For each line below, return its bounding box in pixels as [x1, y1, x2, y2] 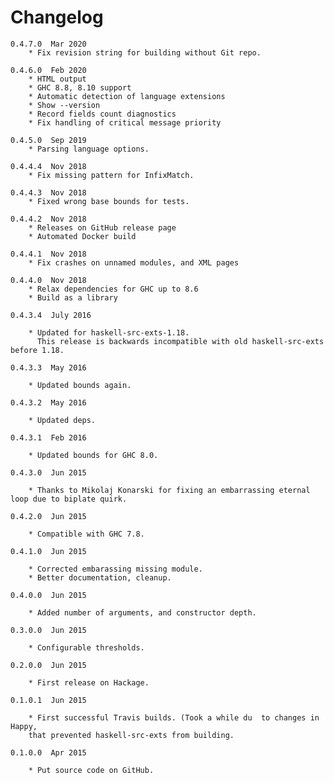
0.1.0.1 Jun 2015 [10, 695, 87, 705]
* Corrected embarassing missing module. [28, 564, 203, 574]
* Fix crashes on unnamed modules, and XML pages [28, 257, 240, 268]
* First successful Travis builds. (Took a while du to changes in [28, 712, 320, 723]
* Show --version [28, 100, 101, 110]
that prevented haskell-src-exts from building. [28, 730, 235, 740]
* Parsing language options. [28, 144, 150, 154]
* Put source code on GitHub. [28, 765, 155, 775]
